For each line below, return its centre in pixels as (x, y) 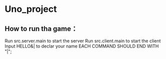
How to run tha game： (41, 29)
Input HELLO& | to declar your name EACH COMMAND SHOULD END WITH (82, 46)
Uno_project (31, 9)
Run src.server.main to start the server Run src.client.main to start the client (83, 41)
